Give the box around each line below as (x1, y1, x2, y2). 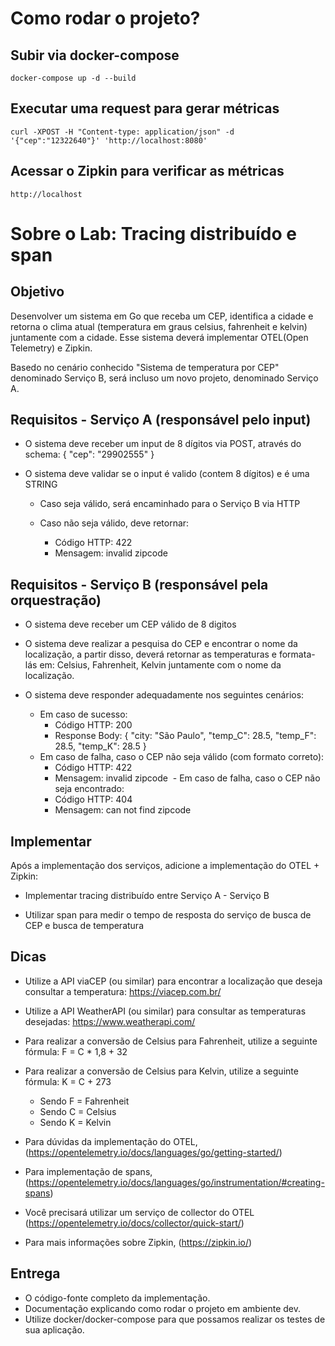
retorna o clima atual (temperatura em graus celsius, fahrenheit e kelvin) (10, 320, 308, 332)
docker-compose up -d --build (10, 73, 137, 83)
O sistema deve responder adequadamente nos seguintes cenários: (24, 689, 305, 701)
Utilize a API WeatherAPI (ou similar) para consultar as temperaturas (24, 1005, 307, 1017)
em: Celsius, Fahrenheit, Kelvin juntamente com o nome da (39, 659, 282, 671)
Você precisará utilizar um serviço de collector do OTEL (24, 1206, 255, 1218)
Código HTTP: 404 (54, 793, 133, 806)
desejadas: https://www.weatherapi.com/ (24, 1015, 196, 1027)
